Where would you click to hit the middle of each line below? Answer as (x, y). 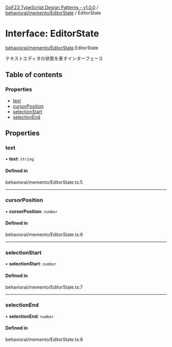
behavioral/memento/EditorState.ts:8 (44, 340)
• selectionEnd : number (30, 316)
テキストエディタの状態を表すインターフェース (54, 58)
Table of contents (34, 75)
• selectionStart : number (31, 264)
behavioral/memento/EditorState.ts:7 (44, 287)
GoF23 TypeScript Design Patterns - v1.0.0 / (52, 7)
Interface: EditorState (52, 34)
